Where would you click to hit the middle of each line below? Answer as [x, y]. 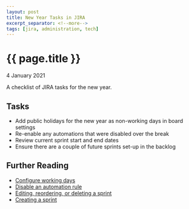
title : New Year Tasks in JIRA [46, 18]
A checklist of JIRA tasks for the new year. [59, 87]
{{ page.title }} [44, 59]
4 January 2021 [26, 76]
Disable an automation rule [48, 187]
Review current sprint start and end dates [67, 140]
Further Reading [38, 166]
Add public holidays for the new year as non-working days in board [99, 121]
